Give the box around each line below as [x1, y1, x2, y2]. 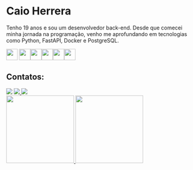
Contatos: [6, 72, 44, 82]
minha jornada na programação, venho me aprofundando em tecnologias [6, 30, 188, 37]
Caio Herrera [6, 4, 72, 18]
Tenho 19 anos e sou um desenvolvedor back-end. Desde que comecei [6, 24, 183, 31]
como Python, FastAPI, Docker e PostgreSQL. [6, 37, 119, 44]
